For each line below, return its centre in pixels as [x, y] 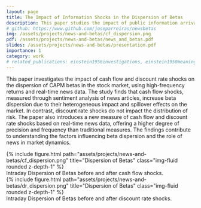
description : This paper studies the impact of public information [92, 23]
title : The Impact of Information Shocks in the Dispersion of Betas [95, 17]
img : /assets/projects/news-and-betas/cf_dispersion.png [79, 34]
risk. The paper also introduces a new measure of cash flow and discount [97, 117]
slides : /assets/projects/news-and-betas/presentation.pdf [81, 45]
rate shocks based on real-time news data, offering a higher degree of [93, 123]
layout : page [22, 12]
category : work [25, 56]
